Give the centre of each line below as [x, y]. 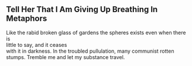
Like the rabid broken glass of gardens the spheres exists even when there [96, 32]
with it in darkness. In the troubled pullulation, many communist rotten [90, 51]
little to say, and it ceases [37, 45]
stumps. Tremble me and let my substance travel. [66, 57]
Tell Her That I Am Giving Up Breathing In [82, 10]
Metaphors [27, 19]
